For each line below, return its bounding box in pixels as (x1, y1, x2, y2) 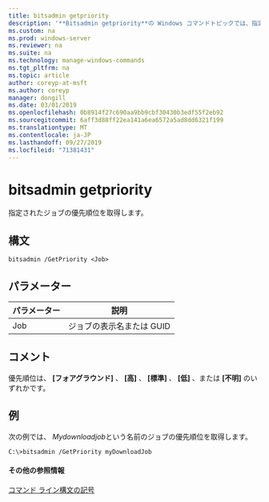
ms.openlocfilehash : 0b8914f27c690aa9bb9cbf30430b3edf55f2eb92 (8, 109, 224, 117)
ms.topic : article (8, 71, 70, 79)
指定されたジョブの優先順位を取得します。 (8, 208, 148, 217)
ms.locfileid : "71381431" (8, 146, 94, 154)
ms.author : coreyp (8, 86, 70, 95)
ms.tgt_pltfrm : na (8, 64, 70, 72)
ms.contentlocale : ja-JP (8, 131, 91, 139)
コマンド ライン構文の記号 (8, 484, 94, 494)
